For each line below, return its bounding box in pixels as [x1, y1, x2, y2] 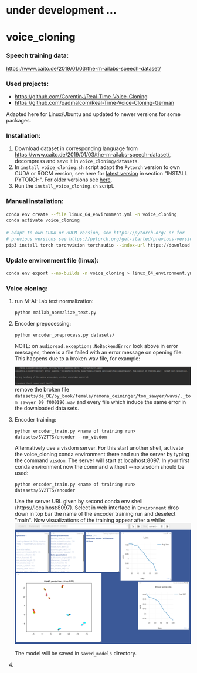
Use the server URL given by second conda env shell [14, 498, 143, 505]
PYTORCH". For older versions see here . [14, 176, 113, 183]
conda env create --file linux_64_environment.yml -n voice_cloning [6, 211, 177, 217]
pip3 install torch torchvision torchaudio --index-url [6, 242, 145, 248]
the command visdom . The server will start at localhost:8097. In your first [14, 457, 189, 464]
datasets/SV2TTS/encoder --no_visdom [14, 434, 107, 440]
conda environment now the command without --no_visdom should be [14, 463, 185, 470]
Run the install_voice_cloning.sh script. [14, 183, 115, 190]
